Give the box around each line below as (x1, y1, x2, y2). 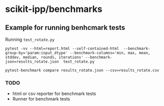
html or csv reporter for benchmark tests (12, 91, 96, 97)
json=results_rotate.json (5, 59, 59, 64)
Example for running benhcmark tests (5, 23, 126, 32)
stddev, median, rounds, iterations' (5, 55, 84, 60)
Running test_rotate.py (5, 36, 55, 42)
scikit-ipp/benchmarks (5, 3, 103, 15)
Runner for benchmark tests (12, 96, 70, 102)
